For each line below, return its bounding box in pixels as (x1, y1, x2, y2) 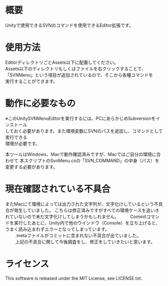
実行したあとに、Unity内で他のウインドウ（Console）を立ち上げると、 (14, 220, 160, 226)
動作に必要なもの (5, 98, 76, 109)
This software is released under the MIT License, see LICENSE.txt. (5, 275, 142, 281)
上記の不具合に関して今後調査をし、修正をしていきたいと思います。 (15, 239, 155, 245)
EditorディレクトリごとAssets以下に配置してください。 (5, 59, 119, 65)
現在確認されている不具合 (5, 183, 111, 194)
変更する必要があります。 (5, 164, 58, 170)
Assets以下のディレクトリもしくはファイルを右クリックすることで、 (5, 65, 146, 71)
